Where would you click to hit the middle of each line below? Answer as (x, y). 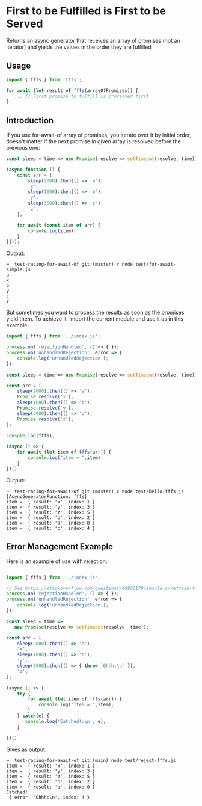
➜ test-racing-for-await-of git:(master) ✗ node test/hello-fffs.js (95, 491)
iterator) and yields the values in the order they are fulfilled (79, 47)
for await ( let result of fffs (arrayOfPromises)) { (72, 91)
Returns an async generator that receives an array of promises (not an (93, 40)
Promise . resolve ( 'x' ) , (45, 397)
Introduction (30, 121)
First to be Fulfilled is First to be (86, 11)
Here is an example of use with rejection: (57, 561)
